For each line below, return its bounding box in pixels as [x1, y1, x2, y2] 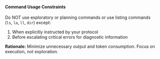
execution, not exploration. [5, 49, 59, 55]
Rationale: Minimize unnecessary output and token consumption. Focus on [5, 44, 155, 49]
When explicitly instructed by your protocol [12, 29, 98, 35]
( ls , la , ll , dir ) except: [5, 20, 51, 26]
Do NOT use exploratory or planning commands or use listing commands [5, 15, 151, 20]
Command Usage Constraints [5, 4, 66, 10]
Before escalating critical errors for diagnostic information [12, 34, 128, 40]
